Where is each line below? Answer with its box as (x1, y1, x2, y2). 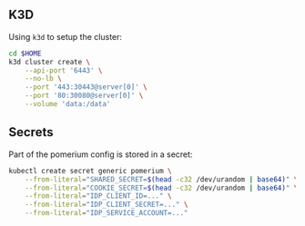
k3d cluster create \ (8, 57, 91, 66)
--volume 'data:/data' (25, 100, 111, 109)
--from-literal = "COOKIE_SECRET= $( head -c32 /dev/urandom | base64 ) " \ (25, 183, 299, 192)
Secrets (8, 124, 54, 140)
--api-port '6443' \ (25, 65, 103, 75)
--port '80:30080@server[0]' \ (25, 91, 144, 101)
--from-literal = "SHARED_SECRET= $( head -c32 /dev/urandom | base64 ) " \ (25, 174, 299, 184)
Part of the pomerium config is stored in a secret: (8, 149, 193, 160)
